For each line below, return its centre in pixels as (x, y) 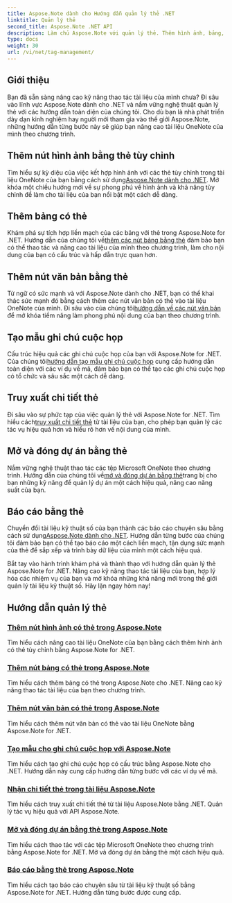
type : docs (23, 40)
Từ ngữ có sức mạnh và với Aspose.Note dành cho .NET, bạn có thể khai (111, 293)
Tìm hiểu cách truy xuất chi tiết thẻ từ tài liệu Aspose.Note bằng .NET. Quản (115, 804)
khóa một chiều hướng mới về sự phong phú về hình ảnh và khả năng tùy (111, 187)
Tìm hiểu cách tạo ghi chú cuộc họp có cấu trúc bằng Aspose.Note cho (109, 764)
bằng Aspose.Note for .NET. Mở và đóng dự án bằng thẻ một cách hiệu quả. (116, 852)
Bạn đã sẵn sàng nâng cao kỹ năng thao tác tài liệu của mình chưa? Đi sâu (113, 97)
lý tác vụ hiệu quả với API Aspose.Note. (63, 812)
